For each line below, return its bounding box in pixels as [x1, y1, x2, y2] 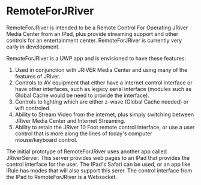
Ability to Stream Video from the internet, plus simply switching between [14, 111, 194, 118]
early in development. [6, 43, 60, 50]
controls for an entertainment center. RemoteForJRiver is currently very [6, 37, 182, 44]
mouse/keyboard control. [14, 136, 78, 143]
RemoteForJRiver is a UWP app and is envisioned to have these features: [6, 54, 187, 62]
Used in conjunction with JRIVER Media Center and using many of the [14, 66, 188, 73]
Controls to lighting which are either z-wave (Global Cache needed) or [14, 98, 189, 105]
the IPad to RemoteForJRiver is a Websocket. [6, 173, 118, 180]
